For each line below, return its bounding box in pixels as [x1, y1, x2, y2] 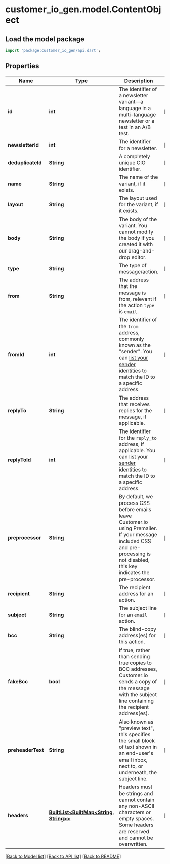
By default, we [118, 493, 153, 500]
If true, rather [118, 646, 150, 654]
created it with [118, 241, 153, 248]
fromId [8, 351, 24, 358]
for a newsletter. [118, 145, 158, 152]
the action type [118, 302, 155, 309]
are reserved [118, 827, 149, 835]
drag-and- [128, 247, 155, 254]
